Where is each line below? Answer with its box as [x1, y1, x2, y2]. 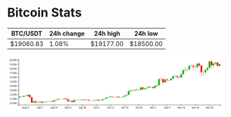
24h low [133, 30, 158, 38]
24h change [49, 30, 85, 38]
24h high [93, 30, 121, 38]
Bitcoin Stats [7, 5, 82, 21]
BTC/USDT [11, 30, 43, 38]
